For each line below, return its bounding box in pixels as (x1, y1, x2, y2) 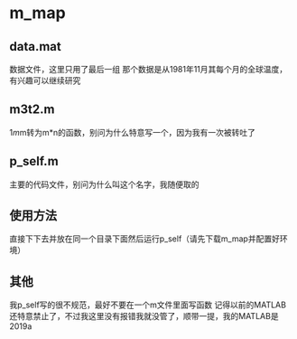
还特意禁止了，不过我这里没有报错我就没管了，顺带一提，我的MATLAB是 (9, 311, 279, 322)
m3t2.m (9, 102, 55, 118)
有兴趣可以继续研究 (9, 75, 81, 86)
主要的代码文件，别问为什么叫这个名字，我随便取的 (9, 179, 200, 190)
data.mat (9, 39, 61, 54)
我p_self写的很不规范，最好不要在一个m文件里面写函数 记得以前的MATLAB (9, 299, 287, 310)
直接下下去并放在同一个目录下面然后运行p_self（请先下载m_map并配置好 (9, 233, 280, 244)
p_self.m (9, 154, 59, 169)
